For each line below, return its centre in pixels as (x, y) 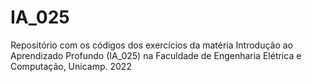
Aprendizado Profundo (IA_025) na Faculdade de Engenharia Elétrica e (156, 55)
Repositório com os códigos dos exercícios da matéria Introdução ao (152, 45)
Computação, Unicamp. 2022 (71, 66)
